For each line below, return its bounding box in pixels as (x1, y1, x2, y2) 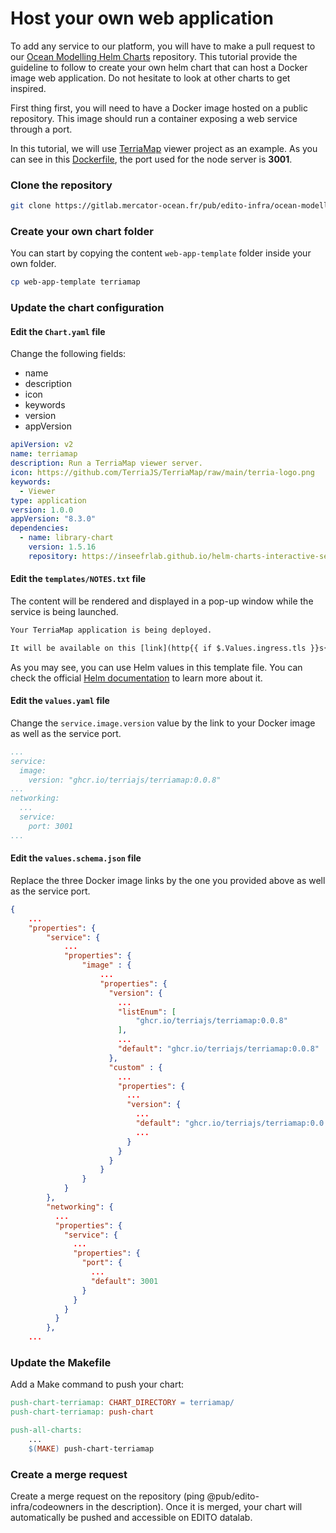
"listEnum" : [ (117, 1007, 177, 1017)
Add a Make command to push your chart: (10, 1378, 185, 1391)
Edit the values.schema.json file (10, 852, 142, 864)
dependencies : (10, 523, 70, 534)
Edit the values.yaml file (10, 695, 110, 707)
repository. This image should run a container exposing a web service (10, 112, 298, 124)
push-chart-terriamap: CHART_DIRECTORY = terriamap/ (10, 1398, 235, 1408)
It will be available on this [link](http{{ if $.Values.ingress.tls (10, 643, 307, 653)
